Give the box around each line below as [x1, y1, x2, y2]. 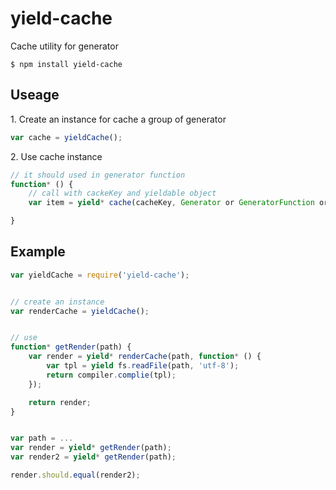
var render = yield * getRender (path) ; [10, 443, 172, 453]
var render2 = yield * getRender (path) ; [10, 452, 177, 462]
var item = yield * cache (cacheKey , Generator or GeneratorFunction [28, 198, 315, 208]
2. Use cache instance [10, 150, 103, 162]
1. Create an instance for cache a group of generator [10, 113, 227, 125]
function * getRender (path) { [10, 342, 132, 352]
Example [10, 243, 66, 261]
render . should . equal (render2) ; [10, 470, 141, 481]
